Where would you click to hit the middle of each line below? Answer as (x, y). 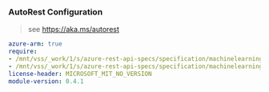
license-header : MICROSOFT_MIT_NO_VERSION (80, 74)
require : (23, 52)
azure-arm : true (35, 44)
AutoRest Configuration (56, 12)
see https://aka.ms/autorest (74, 30)
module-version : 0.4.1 (46, 81)
